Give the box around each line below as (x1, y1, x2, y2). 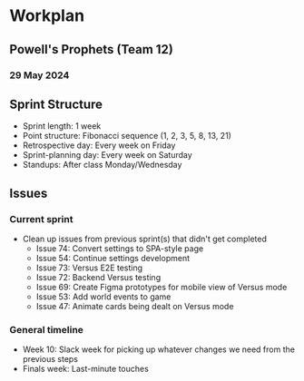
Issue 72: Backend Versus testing (35, 272, 162, 282)
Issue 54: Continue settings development (35, 253, 191, 263)
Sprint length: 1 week (22, 121, 102, 132)
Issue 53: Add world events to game (35, 291, 172, 302)
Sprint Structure (9, 96, 103, 112)
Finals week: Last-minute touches (22, 364, 150, 375)
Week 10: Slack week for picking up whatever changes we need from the (22, 344, 295, 355)
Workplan (9, 5, 84, 26)
